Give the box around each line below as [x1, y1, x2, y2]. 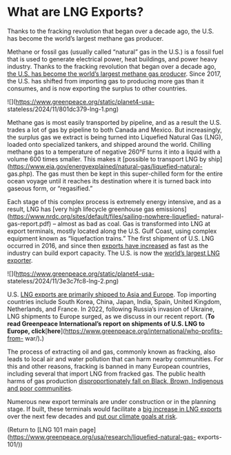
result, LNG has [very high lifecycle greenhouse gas [7, 205, 154, 213]
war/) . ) [25, 334, 45, 342]
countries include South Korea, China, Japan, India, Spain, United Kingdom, [7, 297, 222, 305]
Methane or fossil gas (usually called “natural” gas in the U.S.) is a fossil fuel [7, 48, 224, 56]
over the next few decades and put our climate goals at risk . [7, 412, 178, 421]
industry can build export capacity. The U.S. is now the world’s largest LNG [7, 249, 221, 257]
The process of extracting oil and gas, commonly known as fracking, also [7, 347, 216, 356]
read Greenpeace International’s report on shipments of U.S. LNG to [7, 319, 205, 327]
